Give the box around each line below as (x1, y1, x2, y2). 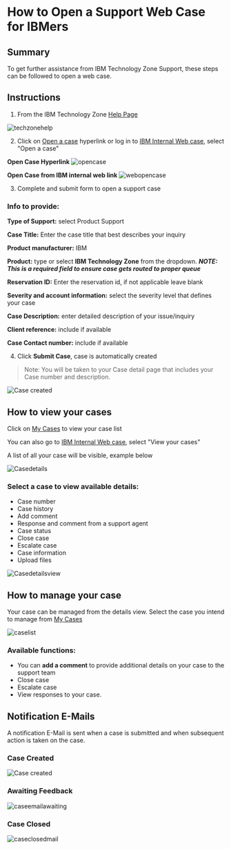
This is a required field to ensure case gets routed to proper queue (7, 265, 201, 273)
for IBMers (7, 19, 69, 34)
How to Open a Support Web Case (7, 4, 205, 20)
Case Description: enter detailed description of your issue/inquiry (7, 312, 195, 321)
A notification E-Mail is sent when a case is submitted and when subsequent (7, 729, 224, 737)
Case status (17, 527, 52, 535)
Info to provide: (7, 201, 60, 211)
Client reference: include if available (7, 326, 112, 334)
